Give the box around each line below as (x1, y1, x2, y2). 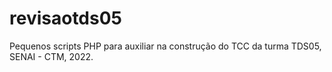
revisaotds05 (9, 7, 122, 30)
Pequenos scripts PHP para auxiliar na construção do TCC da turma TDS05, (9, 40, 322, 52)
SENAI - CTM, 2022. (9, 50, 94, 62)
